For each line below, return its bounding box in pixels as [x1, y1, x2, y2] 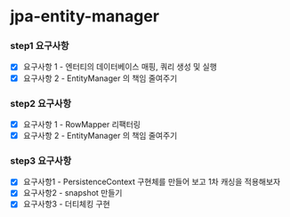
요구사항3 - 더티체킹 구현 [22, 198, 110, 210]
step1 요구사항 [10, 40, 69, 52]
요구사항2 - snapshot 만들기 [22, 188, 123, 198]
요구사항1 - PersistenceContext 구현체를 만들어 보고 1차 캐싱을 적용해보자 [22, 176, 281, 188]
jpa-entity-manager [10, 6, 159, 27]
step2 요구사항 [10, 97, 72, 109]
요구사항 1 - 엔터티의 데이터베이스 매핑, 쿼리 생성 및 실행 [22, 61, 217, 72]
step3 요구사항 [10, 154, 72, 166]
